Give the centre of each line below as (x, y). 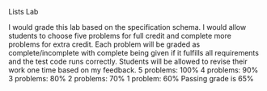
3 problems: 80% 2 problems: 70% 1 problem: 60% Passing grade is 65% (131, 79)
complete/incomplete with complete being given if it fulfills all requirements (133, 53)
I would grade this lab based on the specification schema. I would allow (127, 27)
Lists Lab (23, 12)
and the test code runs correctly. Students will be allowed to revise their (128, 61)
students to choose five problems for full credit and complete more (120, 36)
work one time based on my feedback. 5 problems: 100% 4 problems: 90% (133, 70)
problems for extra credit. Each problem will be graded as (104, 44)
